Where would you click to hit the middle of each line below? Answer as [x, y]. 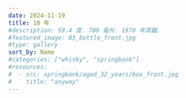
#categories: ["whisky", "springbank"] [74, 60]
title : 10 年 [29, 23]
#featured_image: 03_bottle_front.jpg [72, 38]
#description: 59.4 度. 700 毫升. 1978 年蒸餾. [84, 30]
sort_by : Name [32, 52]
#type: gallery [33, 45]
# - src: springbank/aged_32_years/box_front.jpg [93, 74]
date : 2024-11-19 [37, 15]
